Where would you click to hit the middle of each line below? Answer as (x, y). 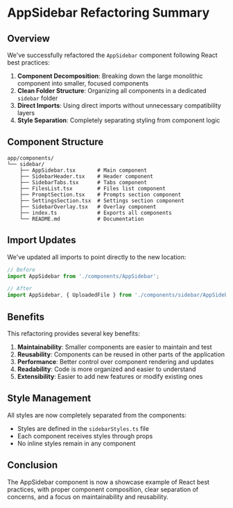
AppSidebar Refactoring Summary (109, 13)
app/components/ (31, 158)
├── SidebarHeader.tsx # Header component (87, 176)
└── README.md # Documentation (82, 219)
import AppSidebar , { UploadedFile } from (69, 295)
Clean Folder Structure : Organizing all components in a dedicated (112, 91)
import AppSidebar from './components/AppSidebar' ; (83, 276)
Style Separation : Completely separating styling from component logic (119, 120)
